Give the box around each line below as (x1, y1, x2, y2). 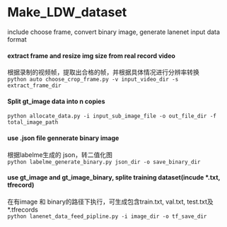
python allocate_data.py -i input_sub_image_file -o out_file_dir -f (7, 112, 217, 120)
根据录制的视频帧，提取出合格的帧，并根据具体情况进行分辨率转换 (7, 68, 199, 76)
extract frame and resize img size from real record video (7, 51, 175, 60)
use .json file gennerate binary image (7, 134, 120, 142)
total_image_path (7, 119, 59, 126)
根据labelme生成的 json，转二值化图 (7, 150, 113, 159)
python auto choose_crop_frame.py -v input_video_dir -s (7, 76, 179, 83)
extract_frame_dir (7, 82, 62, 89)
